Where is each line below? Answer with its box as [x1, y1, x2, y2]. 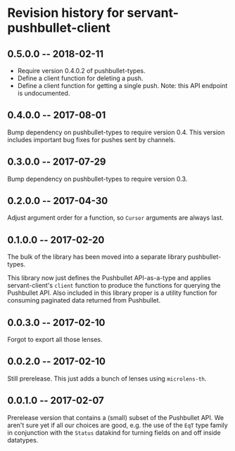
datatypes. [7, 436, 39, 444]
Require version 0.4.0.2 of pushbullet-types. [17, 67, 146, 75]
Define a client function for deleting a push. [17, 74, 144, 82]
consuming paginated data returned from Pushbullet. [7, 296, 161, 305]
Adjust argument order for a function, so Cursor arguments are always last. [7, 213, 224, 222]
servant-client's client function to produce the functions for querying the [7, 281, 221, 290]
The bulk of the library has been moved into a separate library [7, 253, 186, 261]
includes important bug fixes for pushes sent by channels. [7, 135, 176, 144]
